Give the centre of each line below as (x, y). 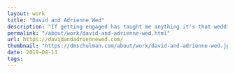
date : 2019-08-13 (33, 53)
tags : (15, 59)
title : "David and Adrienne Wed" (56, 20)
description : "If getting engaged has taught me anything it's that (109, 26)
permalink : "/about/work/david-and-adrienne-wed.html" (89, 33)
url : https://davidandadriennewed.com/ (65, 40)
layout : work (26, 14)
